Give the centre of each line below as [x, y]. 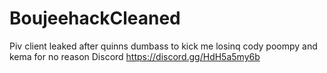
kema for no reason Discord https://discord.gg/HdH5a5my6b [135, 56]
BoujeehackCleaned [95, 18]
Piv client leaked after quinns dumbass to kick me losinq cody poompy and [163, 46]
